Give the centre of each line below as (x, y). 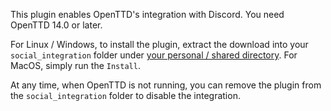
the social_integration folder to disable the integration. (125, 95)
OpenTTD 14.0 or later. (56, 25)
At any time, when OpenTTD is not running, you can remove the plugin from (166, 85)
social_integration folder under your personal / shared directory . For (154, 55)
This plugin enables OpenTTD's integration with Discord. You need (147, 14)
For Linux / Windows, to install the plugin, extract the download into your (159, 44)
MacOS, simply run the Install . (75, 65)
